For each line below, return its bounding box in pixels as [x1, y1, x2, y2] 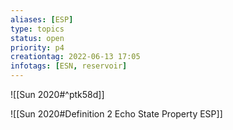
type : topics [10, 24, 65, 34]
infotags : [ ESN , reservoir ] [10, 61, 128, 71]
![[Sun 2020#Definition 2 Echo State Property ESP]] [10, 108, 223, 120]
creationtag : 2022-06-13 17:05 [10, 52, 141, 62]
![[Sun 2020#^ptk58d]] [10, 89, 105, 100]
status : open [10, 33, 65, 43]
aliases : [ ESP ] [10, 14, 74, 25]
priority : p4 [10, 42, 65, 53]
